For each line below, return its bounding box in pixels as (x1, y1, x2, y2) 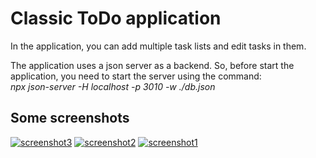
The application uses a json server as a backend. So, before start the (10, 59, 295, 71)
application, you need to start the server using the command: (10, 70, 262, 82)
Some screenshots (10, 110, 130, 127)
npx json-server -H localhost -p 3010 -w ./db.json (10, 80, 216, 92)
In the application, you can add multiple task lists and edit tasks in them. (10, 40, 307, 52)
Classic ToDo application (10, 7, 222, 30)
